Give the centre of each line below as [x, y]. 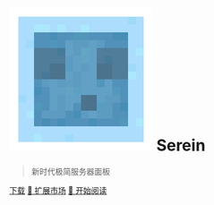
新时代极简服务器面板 [70, 171]
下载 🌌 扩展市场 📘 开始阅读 [58, 190]
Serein [181, 145]
